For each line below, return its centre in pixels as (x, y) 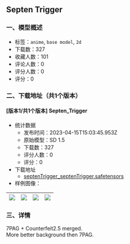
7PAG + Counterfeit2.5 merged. (44, 229)
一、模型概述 (25, 28)
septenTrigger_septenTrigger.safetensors (74, 176)
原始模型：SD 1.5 (44, 140)
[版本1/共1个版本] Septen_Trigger (47, 111)
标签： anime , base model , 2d (48, 41)
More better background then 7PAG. (50, 235)
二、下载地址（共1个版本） (44, 95)
